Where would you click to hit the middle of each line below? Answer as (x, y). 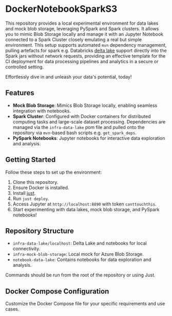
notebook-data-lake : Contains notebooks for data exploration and (82, 259)
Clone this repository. (35, 182)
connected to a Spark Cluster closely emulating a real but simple (74, 40)
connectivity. (26, 249)
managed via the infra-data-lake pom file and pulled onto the (79, 127)
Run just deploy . (31, 198)
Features (20, 93)
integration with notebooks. (42, 110)
